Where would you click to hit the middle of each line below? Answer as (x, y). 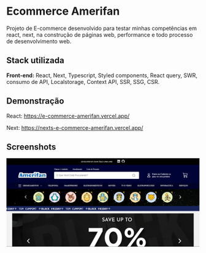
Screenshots (31, 147)
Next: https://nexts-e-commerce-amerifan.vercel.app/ (75, 127)
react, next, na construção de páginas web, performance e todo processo (100, 34)
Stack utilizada (35, 60)
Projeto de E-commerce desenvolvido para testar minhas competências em (102, 28)
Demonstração (35, 101)
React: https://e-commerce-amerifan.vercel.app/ (68, 116)
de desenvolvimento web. (39, 41)
